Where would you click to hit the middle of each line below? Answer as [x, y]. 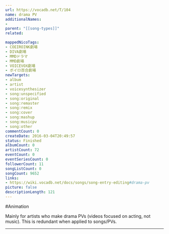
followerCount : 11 [24, 164]
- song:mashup [20, 117]
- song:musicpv [21, 122]
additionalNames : [23, 19]
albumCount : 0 [20, 145]
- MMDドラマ [17, 56]
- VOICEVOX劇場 [20, 66]
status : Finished [23, 141]
